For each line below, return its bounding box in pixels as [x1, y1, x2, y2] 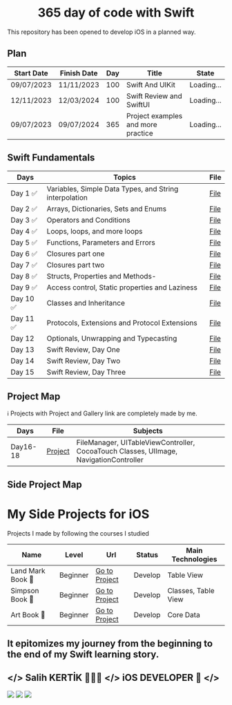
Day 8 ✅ [10, 271, 38, 281]
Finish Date [59, 68, 98, 77]
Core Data [167, 610, 200, 619]
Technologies [171, 554, 217, 564]
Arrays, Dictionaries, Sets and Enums [46, 204, 167, 214]
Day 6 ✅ [10, 249, 38, 258]
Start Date [13, 68, 48, 77]
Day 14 [10, 356, 35, 366]
